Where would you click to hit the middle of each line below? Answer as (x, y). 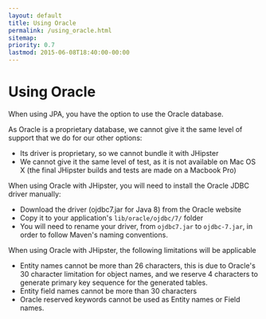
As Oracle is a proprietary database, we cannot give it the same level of (125, 129)
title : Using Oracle (43, 23)
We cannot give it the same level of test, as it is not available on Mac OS (138, 161)
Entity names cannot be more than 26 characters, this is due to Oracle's (138, 265)
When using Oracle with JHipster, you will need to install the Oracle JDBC (129, 185)
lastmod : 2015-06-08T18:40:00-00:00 (69, 53)
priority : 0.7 (32, 45)
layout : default (35, 16)
